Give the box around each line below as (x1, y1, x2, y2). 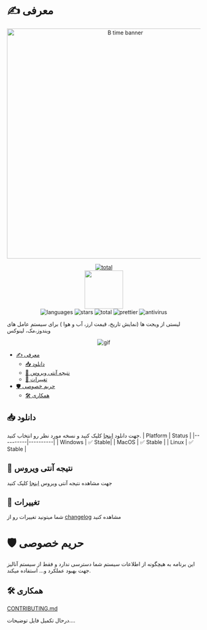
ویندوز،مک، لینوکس (7, 326, 51, 334)
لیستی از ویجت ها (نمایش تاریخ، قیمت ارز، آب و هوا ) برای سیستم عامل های (7, 320, 181, 328)
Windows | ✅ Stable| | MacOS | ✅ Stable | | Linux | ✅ (60, 438, 194, 445)
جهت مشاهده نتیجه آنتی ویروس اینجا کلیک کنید (7, 479, 112, 486)
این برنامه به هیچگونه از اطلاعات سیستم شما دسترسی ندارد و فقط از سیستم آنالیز (7, 561, 195, 568)
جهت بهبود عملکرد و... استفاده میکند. (7, 567, 92, 574)
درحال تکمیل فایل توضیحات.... (7, 617, 76, 624)
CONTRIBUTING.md (7, 605, 58, 612)
